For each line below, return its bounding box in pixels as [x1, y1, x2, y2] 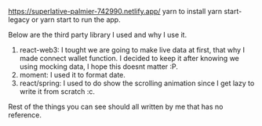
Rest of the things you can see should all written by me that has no [8, 102, 224, 111]
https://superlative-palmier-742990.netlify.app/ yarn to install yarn [8, 7, 223, 16]
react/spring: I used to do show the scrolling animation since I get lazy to [19, 78, 255, 88]
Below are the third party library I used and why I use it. [8, 31, 187, 39]
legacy [8, 15, 30, 24]
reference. [8, 110, 42, 120]
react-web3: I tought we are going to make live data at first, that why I [19, 45, 246, 54]
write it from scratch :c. [19, 87, 96, 96]
